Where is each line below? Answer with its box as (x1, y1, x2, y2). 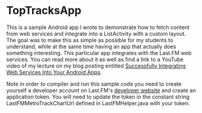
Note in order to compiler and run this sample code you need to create (6, 80, 182, 88)
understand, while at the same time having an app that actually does (6, 43, 177, 50)
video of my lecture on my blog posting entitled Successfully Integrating (6, 62, 186, 69)
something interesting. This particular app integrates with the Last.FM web (6, 49, 192, 56)
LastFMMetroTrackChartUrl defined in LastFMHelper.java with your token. (6, 99, 191, 106)
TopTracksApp (6, 4, 82, 18)
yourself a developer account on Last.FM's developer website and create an (6, 86, 197, 94)
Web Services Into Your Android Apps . (6, 68, 102, 76)
